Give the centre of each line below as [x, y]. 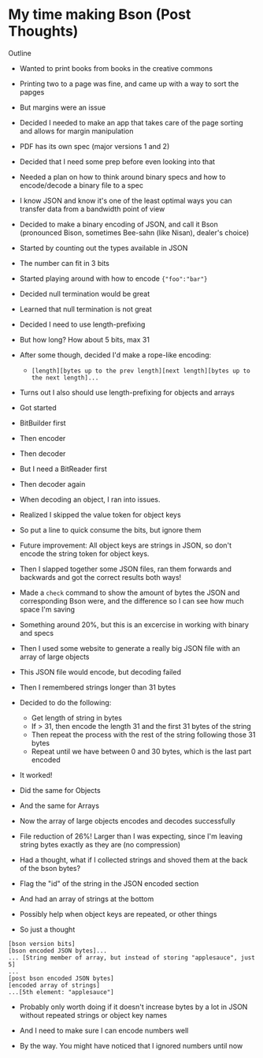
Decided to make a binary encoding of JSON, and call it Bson [119, 224]
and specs [36, 633]
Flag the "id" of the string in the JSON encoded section [109, 883]
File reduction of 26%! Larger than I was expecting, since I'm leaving [131, 836]
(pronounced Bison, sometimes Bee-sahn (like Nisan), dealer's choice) [134, 232]
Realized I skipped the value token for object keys [100, 514]
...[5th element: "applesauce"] [61, 992]
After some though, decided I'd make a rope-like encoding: [115, 355]
